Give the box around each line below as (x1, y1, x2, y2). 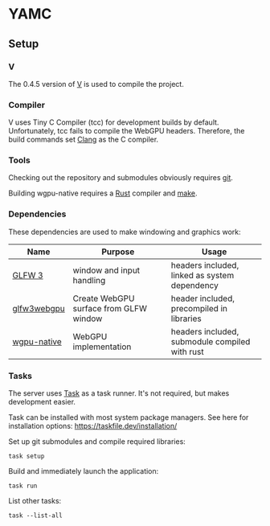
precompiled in (170, 302, 227, 314)
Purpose (101, 246, 135, 257)
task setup (8, 452, 45, 461)
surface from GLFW (72, 302, 147, 314)
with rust (170, 346, 204, 357)
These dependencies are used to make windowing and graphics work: (8, 227, 241, 236)
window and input (72, 265, 141, 276)
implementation (72, 341, 132, 352)
